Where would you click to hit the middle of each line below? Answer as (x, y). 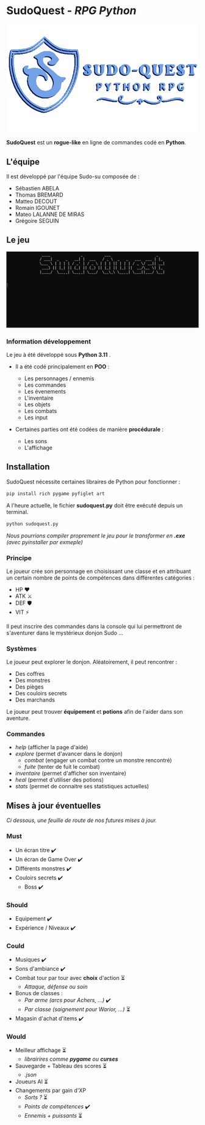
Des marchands (35, 700)
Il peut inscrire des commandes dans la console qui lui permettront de (94, 626)
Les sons (36, 441)
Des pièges (29, 687)
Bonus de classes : (39, 993)
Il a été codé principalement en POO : (62, 367)
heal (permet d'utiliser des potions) (59, 780)
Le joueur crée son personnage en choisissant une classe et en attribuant (99, 571)
